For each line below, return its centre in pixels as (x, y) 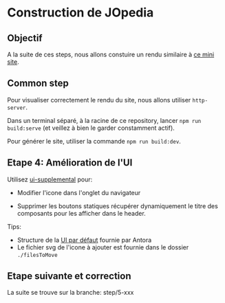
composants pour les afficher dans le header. (81, 213)
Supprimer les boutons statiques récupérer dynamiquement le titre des (117, 206)
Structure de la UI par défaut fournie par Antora (84, 240)
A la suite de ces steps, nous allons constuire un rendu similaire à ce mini (111, 54)
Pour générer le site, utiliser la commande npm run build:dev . (94, 141)
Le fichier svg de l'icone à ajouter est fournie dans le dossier (103, 247)
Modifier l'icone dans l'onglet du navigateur (79, 192)
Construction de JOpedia (81, 13)
